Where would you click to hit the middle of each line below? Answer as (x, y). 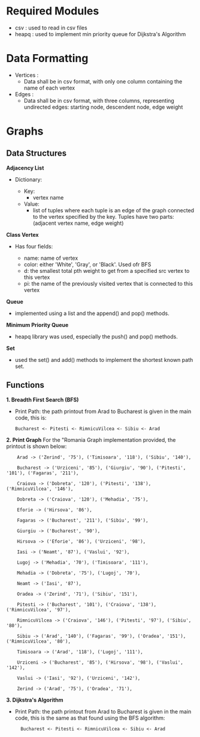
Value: (32, 204)
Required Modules (53, 11)
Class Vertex (22, 234)
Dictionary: (28, 179)
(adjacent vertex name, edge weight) (78, 223)
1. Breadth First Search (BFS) (43, 399)
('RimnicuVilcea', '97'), (38, 610)
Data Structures (37, 154)
